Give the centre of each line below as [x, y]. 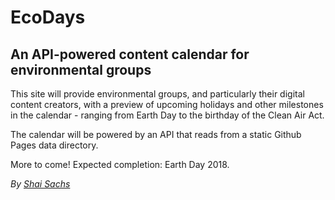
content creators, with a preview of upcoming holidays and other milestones [167, 104]
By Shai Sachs [40, 184]
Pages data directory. [54, 145]
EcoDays [48, 17]
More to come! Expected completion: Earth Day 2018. [120, 164]
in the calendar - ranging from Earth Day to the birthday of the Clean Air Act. [167, 115]
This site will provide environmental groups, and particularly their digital [157, 94]
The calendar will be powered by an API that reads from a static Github [156, 134]
